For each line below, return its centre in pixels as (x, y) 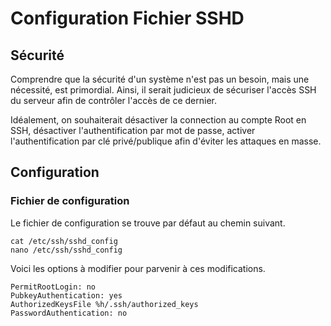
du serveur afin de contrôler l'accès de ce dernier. (114, 100)
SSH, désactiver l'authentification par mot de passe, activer (133, 130)
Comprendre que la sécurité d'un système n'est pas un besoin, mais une (160, 79)
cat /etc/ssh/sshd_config (64, 241)
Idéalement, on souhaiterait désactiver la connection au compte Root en (158, 120)
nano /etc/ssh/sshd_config (66, 250)
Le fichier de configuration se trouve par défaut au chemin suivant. (148, 223)
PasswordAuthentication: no (69, 313)
